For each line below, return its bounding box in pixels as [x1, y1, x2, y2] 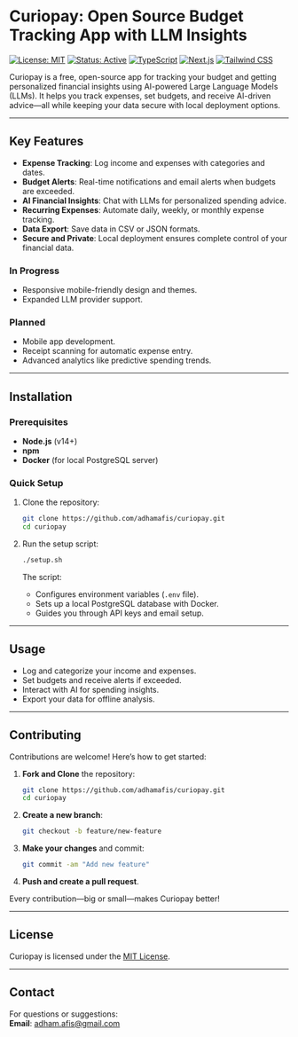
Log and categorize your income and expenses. [21, 665, 197, 676]
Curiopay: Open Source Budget [9, 6, 244, 27]
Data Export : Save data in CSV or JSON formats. [21, 224, 200, 234]
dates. [21, 167, 46, 177]
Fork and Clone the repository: [21, 768, 136, 779]
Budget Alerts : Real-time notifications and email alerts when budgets [21, 176, 277, 187]
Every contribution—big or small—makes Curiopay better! [9, 893, 220, 904]
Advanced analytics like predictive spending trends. [21, 355, 212, 365]
